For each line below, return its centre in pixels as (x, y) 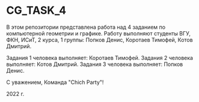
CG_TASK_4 (36, 10)
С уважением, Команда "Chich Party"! (55, 82)
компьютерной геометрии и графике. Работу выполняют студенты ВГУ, (99, 33)
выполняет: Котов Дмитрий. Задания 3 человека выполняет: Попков (95, 64)
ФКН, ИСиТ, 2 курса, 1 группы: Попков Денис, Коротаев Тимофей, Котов (100, 40)
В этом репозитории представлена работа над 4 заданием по (86, 27)
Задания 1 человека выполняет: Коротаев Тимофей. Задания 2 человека (100, 58)
